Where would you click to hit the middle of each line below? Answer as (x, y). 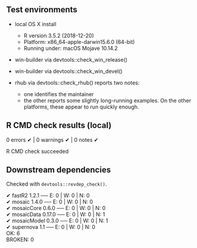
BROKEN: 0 (20, 240)
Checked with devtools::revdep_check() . (57, 184)
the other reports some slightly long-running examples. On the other (107, 100)
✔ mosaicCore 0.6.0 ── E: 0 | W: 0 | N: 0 (56, 208)
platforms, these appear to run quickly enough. (81, 107)
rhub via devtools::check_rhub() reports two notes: (77, 82)
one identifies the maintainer (59, 94)
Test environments (42, 10)
